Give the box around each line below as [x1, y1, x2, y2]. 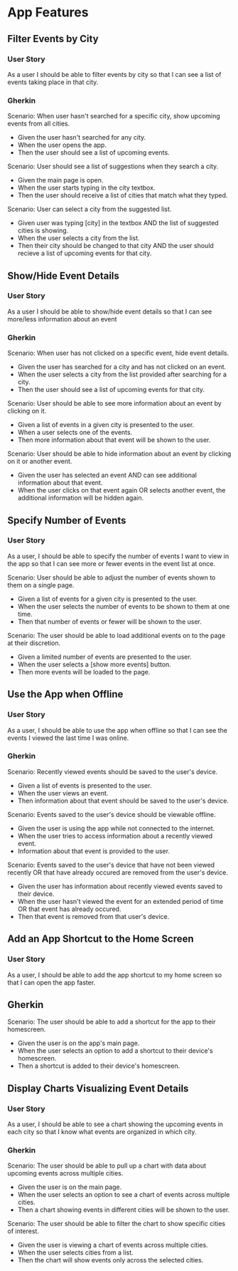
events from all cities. [7, 119, 70, 128]
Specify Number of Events [7, 514, 126, 526]
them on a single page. [7, 580, 75, 589]
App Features [7, 4, 89, 21]
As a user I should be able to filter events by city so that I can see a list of [7, 70, 222, 78]
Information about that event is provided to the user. [17, 846, 171, 855]
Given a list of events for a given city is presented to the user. [17, 595, 198, 603]
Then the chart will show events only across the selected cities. [17, 1256, 204, 1265]
